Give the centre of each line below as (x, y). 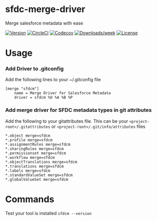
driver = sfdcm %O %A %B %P (43, 98)
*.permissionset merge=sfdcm (36, 153)
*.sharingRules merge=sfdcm (35, 149)
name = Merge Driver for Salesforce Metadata (63, 93)
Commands (30, 199)
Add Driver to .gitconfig (35, 69)
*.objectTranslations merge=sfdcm (41, 162)
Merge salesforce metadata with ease (44, 23)
